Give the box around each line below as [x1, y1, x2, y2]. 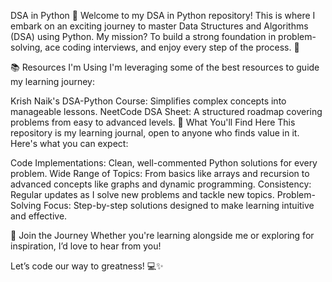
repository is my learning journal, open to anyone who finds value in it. [10, 127, 300, 139]
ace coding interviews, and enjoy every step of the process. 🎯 [44, 41, 300, 53]
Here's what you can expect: [10, 138, 129, 149]
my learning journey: [10, 76, 95, 87]
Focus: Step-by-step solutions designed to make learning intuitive [43, 200, 315, 211]
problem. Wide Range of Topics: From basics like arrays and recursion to [10, 168, 310, 179]
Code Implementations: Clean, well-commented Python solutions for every [10, 157, 318, 169]
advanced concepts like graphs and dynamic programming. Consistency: [10, 178, 312, 190]
